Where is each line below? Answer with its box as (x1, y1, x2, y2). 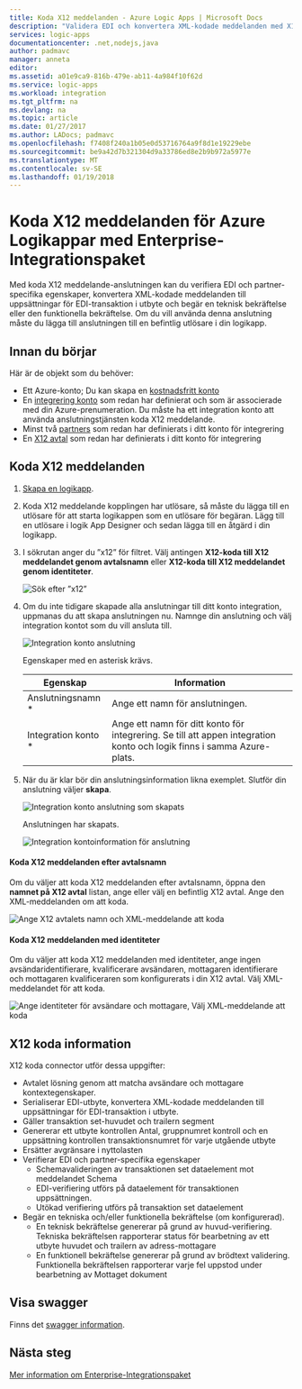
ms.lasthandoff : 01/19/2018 (9, 172, 115, 181)
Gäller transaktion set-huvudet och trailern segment (22, 1116, 215, 1127)
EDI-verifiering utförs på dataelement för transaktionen (35, 1183, 240, 1194)
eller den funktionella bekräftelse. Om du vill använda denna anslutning (9, 308, 272, 319)
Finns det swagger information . (9, 1319, 126, 1330)
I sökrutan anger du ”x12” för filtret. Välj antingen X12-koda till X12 (22, 546, 270, 557)
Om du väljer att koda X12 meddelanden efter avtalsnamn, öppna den (9, 877, 266, 888)
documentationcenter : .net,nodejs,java (9, 38, 159, 48)
